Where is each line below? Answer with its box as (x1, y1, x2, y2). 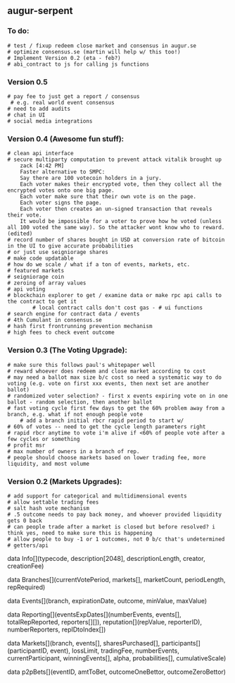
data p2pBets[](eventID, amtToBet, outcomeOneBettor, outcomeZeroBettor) (7, 667, 227, 676)
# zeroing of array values (7, 279, 87, 287)
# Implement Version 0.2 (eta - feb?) (7, 54, 121, 61)
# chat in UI (7, 111, 46, 119)
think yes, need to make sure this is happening (7, 529, 153, 536)
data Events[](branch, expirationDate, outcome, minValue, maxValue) (7, 596, 208, 605)
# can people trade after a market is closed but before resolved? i (7, 523, 216, 531)
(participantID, (7, 646, 49, 655)
